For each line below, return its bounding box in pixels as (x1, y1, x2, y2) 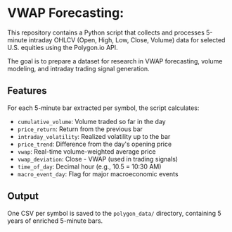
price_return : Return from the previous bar (17, 125, 143, 133)
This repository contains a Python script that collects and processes (7, 28, 205, 37)
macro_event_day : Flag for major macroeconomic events (17, 169, 179, 178)
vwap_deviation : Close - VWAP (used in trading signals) (17, 154, 178, 163)
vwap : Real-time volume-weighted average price (17, 147, 156, 156)
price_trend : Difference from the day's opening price (17, 140, 172, 148)
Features (7, 85, 47, 97)
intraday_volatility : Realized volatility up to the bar (17, 132, 171, 140)
